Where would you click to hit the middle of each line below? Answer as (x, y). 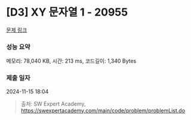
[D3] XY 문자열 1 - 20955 (67, 12)
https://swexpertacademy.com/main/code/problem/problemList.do (103, 110)
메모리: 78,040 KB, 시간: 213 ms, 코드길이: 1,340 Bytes (71, 61)
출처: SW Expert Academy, (53, 104)
